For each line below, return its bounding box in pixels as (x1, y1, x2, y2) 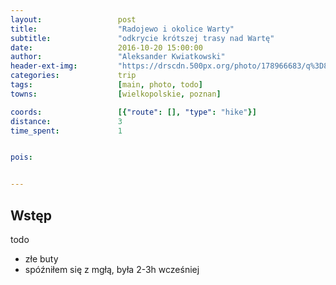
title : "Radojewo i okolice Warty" (10, 24, 235, 34)
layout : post (10, 14, 137, 25)
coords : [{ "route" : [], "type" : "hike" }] (10, 107, 257, 117)
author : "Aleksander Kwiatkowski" (10, 52, 226, 62)
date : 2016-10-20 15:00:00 (10, 42, 203, 53)
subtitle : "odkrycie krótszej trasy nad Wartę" (10, 33, 275, 43)
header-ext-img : (10, 61, 78, 71)
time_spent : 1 (10, 126, 123, 136)
